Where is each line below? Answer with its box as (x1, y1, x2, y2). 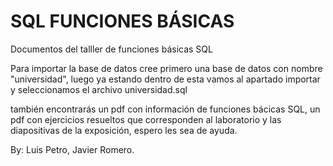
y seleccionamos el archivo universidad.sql (10, 83, 188, 95)
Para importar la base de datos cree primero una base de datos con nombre (10, 62, 323, 74)
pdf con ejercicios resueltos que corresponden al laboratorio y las (10, 113, 282, 125)
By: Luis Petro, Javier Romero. (10, 143, 135, 155)
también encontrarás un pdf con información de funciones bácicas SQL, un (10, 103, 321, 115)
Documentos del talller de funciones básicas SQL (10, 43, 213, 55)
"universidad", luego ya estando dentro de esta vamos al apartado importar (10, 73, 321, 85)
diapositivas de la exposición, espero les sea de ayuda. (10, 124, 238, 136)
